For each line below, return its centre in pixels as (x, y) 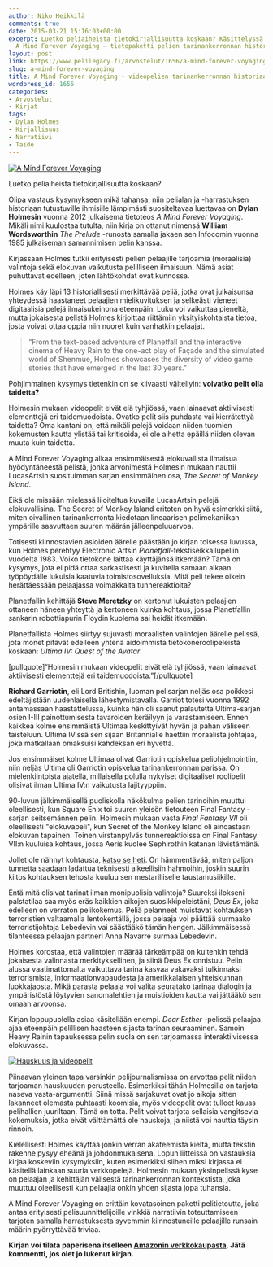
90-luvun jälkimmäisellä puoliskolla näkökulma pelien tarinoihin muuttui (127, 800)
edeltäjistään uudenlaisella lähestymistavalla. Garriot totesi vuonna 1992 (129, 700)
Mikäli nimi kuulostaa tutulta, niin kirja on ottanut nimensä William (118, 225)
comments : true (34, 24)
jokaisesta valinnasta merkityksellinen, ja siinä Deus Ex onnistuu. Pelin (126, 960)
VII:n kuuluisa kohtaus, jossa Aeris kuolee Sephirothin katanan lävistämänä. (134, 844)
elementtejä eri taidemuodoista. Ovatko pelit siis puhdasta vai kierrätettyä (131, 417)
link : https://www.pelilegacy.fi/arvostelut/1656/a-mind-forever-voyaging (138, 62)
